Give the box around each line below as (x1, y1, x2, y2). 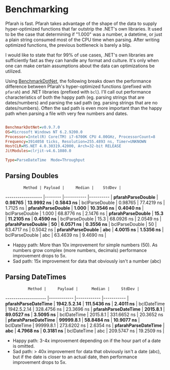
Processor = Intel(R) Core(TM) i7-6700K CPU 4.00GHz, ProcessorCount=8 (5, 134, 156, 139)
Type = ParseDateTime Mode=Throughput (5, 158, 85, 163)
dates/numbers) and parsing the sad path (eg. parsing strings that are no (5, 99, 158, 105)
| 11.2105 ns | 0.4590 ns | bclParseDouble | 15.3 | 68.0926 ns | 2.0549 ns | (5, 215, 161, 222)
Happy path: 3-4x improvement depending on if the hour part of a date (12, 337, 161, 344)
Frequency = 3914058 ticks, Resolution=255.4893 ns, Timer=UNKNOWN (5, 139, 146, 144)
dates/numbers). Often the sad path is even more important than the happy (5, 105, 162, 111)
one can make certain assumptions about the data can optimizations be (5, 63, 155, 69)
